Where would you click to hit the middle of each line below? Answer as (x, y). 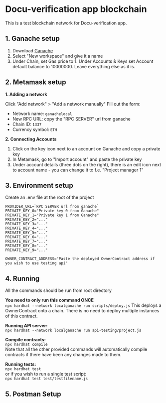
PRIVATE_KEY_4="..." (27, 228)
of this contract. (22, 316)
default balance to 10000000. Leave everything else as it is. (74, 66)
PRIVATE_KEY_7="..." (27, 242)
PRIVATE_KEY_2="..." (27, 220)
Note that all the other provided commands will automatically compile (76, 349)
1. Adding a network (26, 94)
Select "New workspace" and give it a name (58, 56)
